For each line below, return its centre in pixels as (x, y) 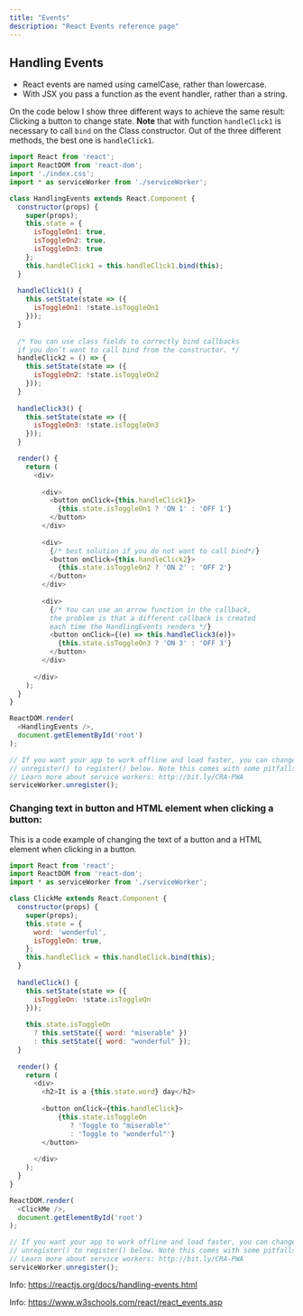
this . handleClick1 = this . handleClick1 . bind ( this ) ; (124, 266)
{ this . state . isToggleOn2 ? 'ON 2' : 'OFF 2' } (144, 568)
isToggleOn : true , (68, 941)
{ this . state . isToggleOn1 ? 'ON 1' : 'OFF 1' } (144, 509)
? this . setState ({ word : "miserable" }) (110, 1033)
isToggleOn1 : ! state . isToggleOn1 (96, 308)
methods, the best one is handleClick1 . (82, 140)
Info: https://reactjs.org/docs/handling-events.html (104, 1284)
